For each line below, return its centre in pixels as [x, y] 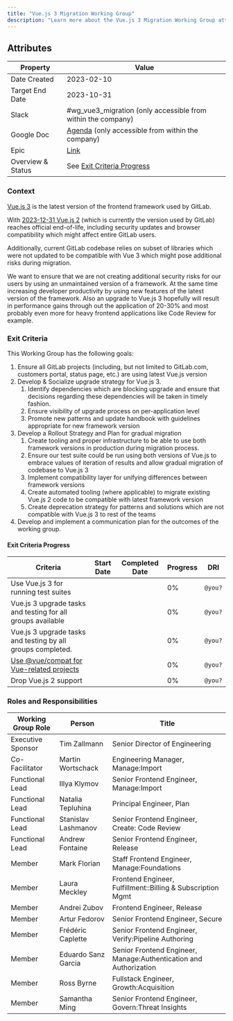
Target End [28, 91]
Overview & [29, 162]
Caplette [73, 939]
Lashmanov [78, 828]
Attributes [29, 48]
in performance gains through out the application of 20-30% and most [108, 305]
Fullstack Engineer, [143, 979]
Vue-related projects [45, 669]
